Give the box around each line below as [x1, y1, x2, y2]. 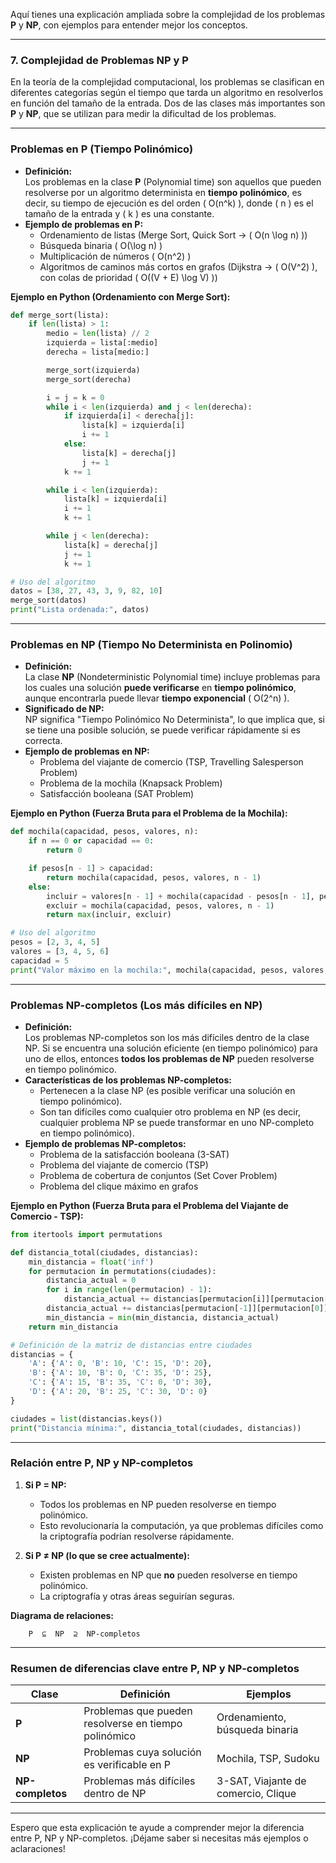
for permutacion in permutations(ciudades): [28, 1266, 217, 1276]
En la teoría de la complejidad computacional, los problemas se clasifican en [10, 76, 325, 88]
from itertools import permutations [10, 1229, 163, 1239]
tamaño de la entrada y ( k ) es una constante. [24, 207, 215, 219]
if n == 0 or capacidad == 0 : [28, 836, 155, 846]
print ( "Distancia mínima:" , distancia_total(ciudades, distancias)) [10, 1423, 302, 1433]
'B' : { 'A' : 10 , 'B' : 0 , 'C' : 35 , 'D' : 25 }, [28, 1368, 213, 1378]
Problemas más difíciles [83, 1774, 196, 1788]
